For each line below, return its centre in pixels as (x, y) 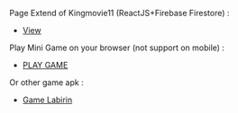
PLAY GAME (45, 65)
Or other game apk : (46, 83)
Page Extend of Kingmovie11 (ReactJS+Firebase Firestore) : (119, 13)
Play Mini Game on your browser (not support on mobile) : (117, 48)
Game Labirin (47, 100)
